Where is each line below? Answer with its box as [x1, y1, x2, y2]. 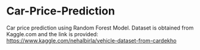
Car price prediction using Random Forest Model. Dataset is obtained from [6, 24, 194, 31]
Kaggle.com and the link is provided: [6, 30, 98, 37]
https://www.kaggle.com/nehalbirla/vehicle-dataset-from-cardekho [6, 37, 177, 44]
